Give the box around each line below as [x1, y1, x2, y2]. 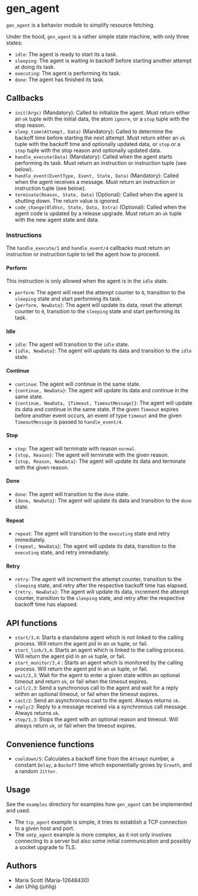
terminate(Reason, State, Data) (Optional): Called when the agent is [14, 190, 183, 198]
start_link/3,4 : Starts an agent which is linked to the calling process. [14, 646, 185, 654]
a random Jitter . [14, 768, 57, 775]
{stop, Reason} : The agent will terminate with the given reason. [14, 451, 170, 458]
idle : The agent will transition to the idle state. [14, 341, 129, 348]
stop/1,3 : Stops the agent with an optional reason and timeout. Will [14, 716, 178, 723]
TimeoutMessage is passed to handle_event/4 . [14, 418, 123, 425]
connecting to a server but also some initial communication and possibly [14, 837, 191, 844]
